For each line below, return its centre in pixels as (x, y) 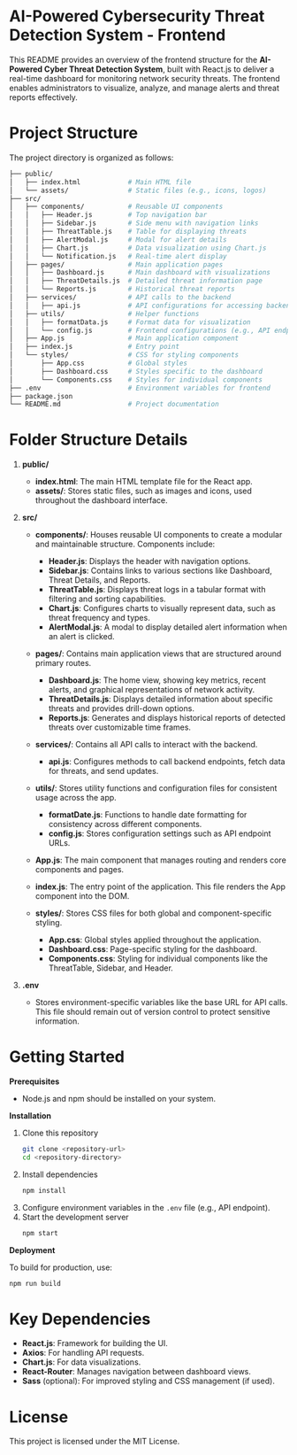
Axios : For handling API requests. (83, 1353)
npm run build (35, 1283)
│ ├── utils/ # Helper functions (104, 313)
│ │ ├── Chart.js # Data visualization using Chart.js (138, 248)
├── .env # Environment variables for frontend (140, 388)
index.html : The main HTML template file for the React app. (144, 482)
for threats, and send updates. (103, 771)
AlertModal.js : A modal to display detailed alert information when (168, 627)
